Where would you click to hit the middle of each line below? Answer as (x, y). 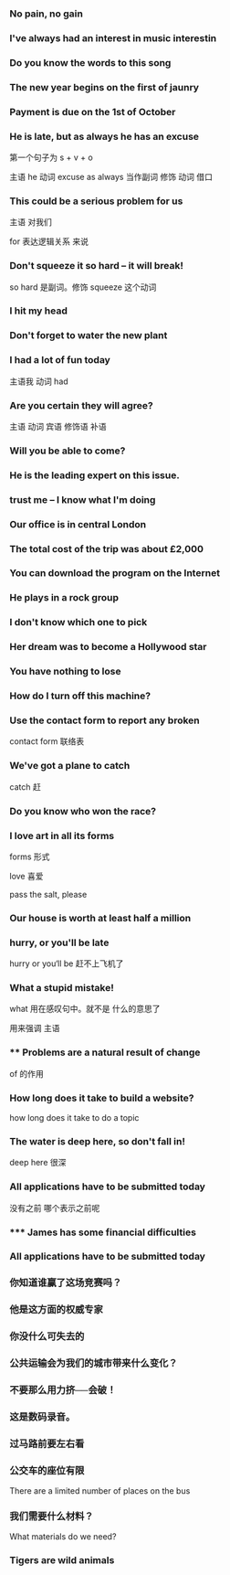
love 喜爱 (26, 876)
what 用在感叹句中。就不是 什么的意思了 (85, 1009)
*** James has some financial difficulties (103, 1232)
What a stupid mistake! (62, 988)
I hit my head (39, 311)
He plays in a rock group (64, 598)
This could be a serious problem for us (96, 201)
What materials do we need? (63, 1537)
